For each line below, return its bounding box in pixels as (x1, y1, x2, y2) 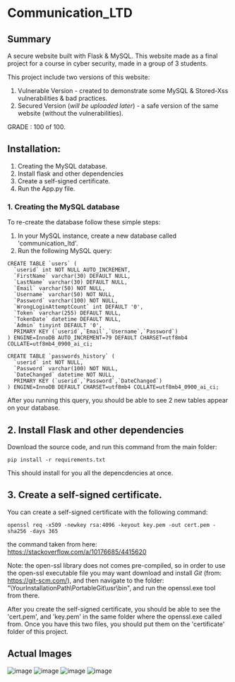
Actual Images (7, 647, 72, 660)
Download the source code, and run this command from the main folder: (7, 442, 217, 451)
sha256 (7, 528, 27, 535)
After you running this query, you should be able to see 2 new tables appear (7, 396, 228, 405)
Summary (7, 33, 52, 45)
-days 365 (29, 528, 59, 535)
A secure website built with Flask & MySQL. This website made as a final (7, 51, 218, 60)
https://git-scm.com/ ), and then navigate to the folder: (7, 576, 164, 585)
